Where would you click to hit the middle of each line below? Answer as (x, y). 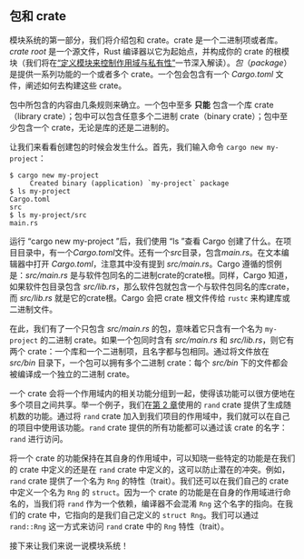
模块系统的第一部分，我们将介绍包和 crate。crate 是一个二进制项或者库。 (146, 40)
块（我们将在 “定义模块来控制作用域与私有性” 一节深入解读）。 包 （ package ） (151, 63)
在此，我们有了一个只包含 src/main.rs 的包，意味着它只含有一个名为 (136, 328)
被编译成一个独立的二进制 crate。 (72, 374)
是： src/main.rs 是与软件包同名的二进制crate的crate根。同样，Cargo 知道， (151, 275)
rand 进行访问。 (39, 438)
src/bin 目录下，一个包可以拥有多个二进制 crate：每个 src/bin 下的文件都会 (149, 363)
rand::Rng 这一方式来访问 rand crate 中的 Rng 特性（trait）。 (119, 526)
